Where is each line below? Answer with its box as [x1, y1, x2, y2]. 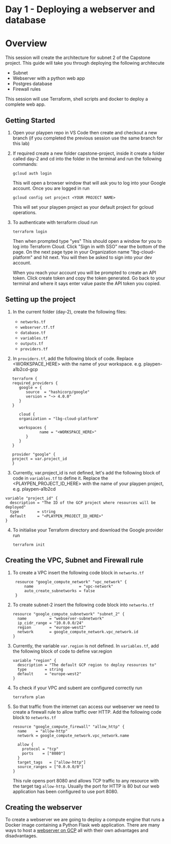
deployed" [5, 504, 26, 510]
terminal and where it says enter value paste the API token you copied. [12, 280, 161, 286]
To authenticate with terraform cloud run [12, 219, 98, 225]
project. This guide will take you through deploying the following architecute [5, 60, 164, 66]
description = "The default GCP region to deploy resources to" [17, 662, 157, 667]
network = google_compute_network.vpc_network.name [17, 733, 129, 738]
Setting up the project [5, 295, 76, 304]
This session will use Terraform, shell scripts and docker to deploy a [5, 96, 148, 102]
